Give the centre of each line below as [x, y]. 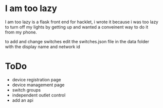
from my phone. [21, 32]
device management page [38, 85]
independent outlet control [39, 95]
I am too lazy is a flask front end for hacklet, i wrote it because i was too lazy [82, 22]
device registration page [36, 79]
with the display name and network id [43, 46]
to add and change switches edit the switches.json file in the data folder [77, 41]
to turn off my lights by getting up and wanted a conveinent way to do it [77, 27]
